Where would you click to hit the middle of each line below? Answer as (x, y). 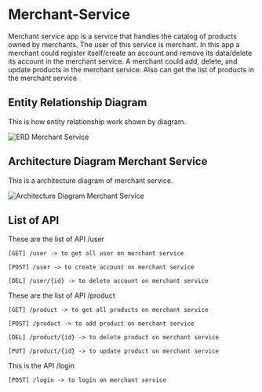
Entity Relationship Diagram (78, 103)
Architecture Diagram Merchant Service (108, 161)
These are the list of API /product (62, 295)
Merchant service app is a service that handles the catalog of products (123, 36)
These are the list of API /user (56, 239)
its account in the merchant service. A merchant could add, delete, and (123, 61)
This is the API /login (42, 366)
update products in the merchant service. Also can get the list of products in (131, 69)
